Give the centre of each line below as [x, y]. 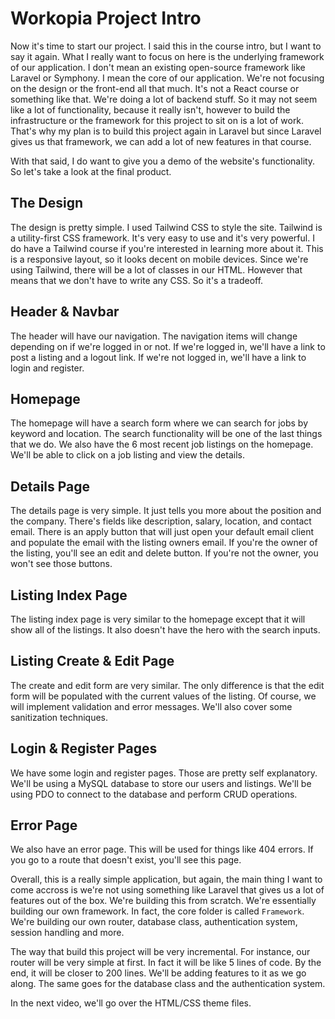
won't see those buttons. [61, 564]
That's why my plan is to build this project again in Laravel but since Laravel [166, 131]
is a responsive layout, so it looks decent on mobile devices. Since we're [159, 259]
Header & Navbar [65, 312]
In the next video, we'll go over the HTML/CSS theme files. [131, 1003]
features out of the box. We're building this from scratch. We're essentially [163, 901]
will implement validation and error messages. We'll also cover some [151, 706]
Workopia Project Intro [106, 18]
